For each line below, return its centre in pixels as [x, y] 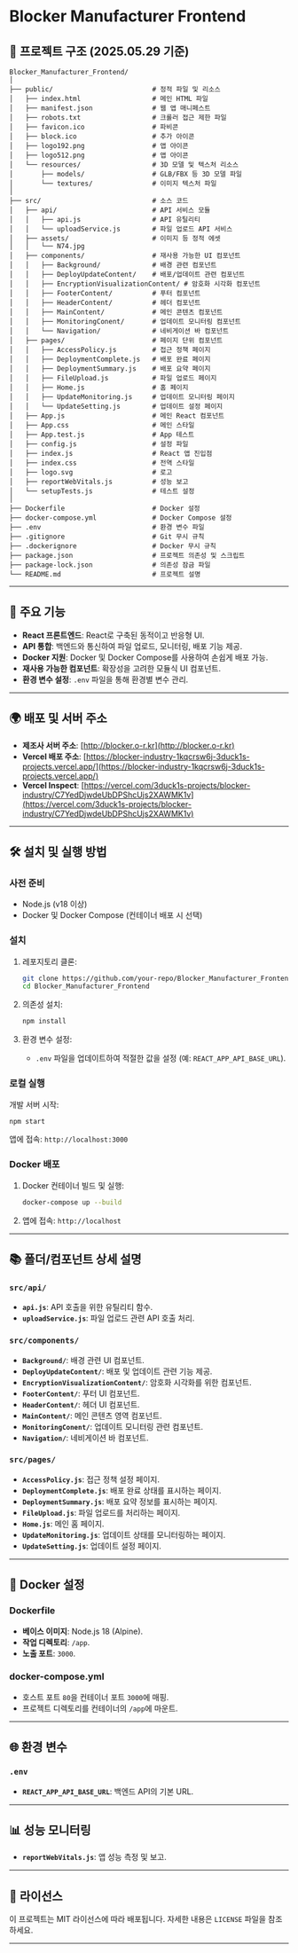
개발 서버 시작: [34, 1104]
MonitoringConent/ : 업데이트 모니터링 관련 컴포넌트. [113, 1426]
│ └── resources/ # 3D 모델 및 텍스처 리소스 [124, 165]
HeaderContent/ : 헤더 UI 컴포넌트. [81, 1404]
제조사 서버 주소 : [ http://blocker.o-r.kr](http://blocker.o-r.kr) [128, 745]
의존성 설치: [43, 1005]
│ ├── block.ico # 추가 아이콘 [102, 137]
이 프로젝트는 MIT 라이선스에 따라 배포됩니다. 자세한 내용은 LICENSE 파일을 [137, 1919]
